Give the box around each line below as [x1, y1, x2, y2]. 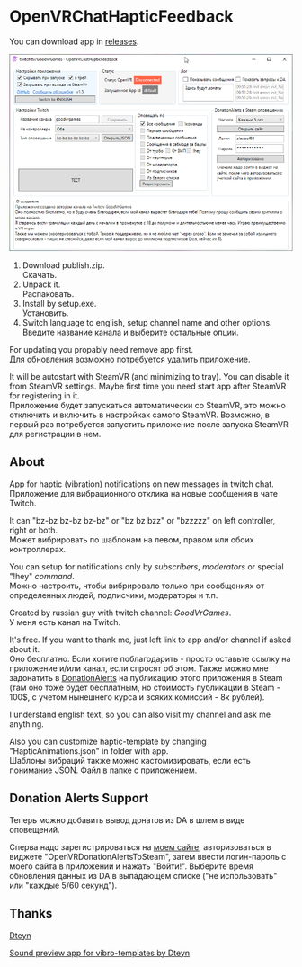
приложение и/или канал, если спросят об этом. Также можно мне [9, 663, 269, 674]
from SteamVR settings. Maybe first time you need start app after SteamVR [9, 381, 287, 392]
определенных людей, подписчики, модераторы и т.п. [9, 589, 218, 600]
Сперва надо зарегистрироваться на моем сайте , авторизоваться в [9, 841, 271, 852]
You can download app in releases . [9, 36, 139, 47]
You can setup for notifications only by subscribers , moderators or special [9, 560, 285, 572]
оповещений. [9, 824, 60, 835]
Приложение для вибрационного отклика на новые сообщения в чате [9, 488, 279, 498]
